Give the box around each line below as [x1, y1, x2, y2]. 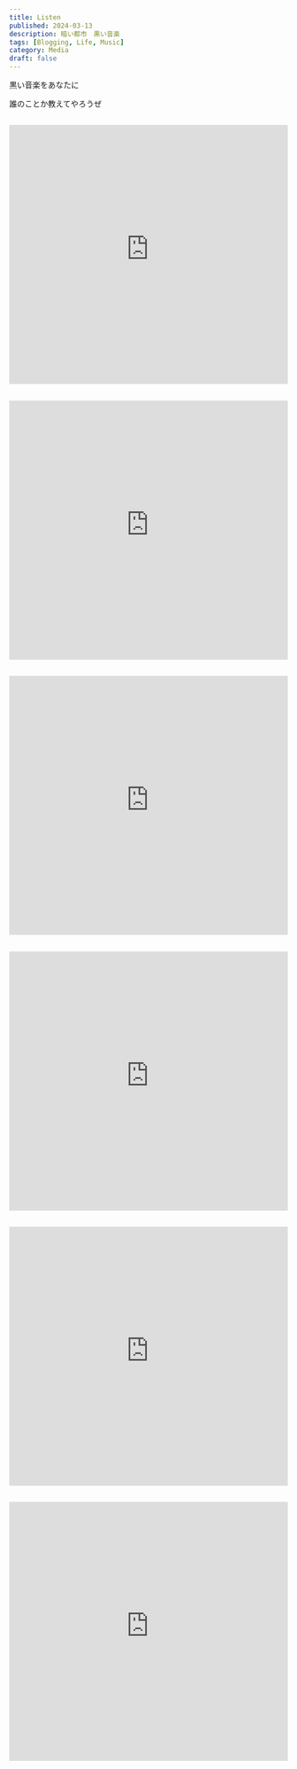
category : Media [9, 46, 69, 55]
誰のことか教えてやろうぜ [9, 98, 103, 109]
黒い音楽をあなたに [9, 80, 80, 89]
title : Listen [9, 12, 62, 22]
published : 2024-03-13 [9, 21, 93, 30]
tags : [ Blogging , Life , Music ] [9, 37, 125, 47]
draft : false [9, 54, 57, 63]
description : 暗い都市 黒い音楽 [9, 29, 121, 38]
